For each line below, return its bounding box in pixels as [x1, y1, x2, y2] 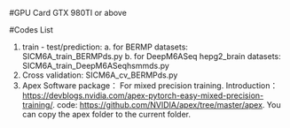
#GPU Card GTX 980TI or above [9, 8, 127, 18]
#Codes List [9, 25, 53, 34]
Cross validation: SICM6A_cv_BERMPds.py [21, 70, 178, 80]
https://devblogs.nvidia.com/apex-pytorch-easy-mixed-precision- [21, 90, 264, 101]
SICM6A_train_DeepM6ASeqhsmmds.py [21, 61, 170, 71]
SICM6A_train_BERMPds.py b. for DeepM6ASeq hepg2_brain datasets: [21, 51, 281, 61]
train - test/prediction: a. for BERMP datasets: [21, 41, 189, 52]
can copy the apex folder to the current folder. [21, 109, 192, 119]
